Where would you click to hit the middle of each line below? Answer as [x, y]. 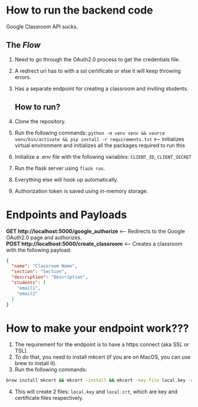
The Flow [24, 45]
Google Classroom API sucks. [42, 27]
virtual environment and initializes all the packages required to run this [100, 145]
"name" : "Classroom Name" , [44, 266]
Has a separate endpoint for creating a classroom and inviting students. [101, 88]
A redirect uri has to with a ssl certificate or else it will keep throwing [98, 71]
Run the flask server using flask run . [60, 168]
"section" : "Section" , [39, 272]
